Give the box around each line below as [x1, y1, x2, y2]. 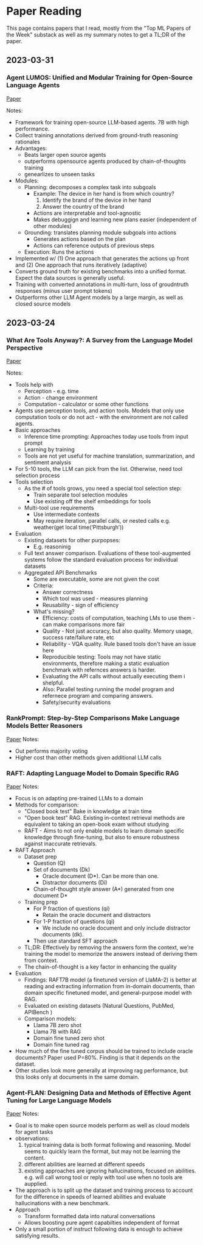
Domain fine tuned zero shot [33, 1034, 105, 1041]
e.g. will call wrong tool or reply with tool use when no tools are [24, 1174, 183, 1181]
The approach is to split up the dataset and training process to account [15, 1186, 193, 1194]
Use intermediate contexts [33, 511, 100, 518]
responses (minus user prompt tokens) [15, 287, 112, 294]
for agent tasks [15, 1128, 53, 1136]
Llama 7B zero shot [33, 1021, 82, 1028]
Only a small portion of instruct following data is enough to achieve [15, 1225, 183, 1233]
